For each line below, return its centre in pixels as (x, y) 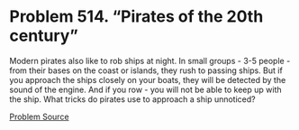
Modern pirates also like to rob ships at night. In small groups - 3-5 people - (150, 60)
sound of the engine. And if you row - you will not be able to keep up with (145, 89)
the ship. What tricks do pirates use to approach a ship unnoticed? (132, 99)
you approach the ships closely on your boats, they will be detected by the (148, 79)
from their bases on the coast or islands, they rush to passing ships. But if (146, 70)
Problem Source (39, 116)
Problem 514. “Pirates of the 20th (136, 17)
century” (44, 36)
